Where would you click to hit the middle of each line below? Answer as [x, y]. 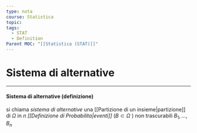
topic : [14, 22]
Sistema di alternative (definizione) [50, 96]
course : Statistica [30, 17]
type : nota [19, 11]
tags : [13, 28]
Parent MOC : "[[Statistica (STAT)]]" [52, 44]
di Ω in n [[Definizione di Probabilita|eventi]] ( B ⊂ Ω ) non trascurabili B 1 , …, [97, 116]
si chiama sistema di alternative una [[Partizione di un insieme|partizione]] [96, 110]
